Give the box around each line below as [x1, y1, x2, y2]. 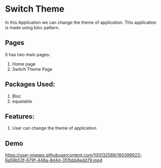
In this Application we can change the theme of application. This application [5, 19, 157, 25]
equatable [12, 98, 32, 104]
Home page [12, 61, 36, 67]
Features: [5, 112, 35, 120]
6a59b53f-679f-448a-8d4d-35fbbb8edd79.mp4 [5, 157, 103, 163]
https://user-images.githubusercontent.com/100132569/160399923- [5, 152, 142, 158]
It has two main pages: [5, 51, 50, 57]
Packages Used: [5, 80, 55, 88]
